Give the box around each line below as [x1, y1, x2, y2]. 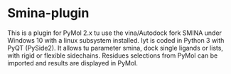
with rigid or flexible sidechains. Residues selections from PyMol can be [7, 51, 218, 60]
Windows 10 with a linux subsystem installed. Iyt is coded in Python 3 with [7, 36, 225, 44]
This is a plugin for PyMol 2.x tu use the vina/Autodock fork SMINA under [7, 28, 222, 37]
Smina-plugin [7, 5, 90, 21]
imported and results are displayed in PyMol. [7, 58, 139, 67]
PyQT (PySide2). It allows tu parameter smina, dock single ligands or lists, [7, 43, 224, 52]
